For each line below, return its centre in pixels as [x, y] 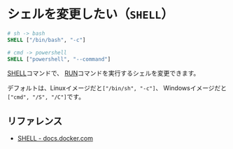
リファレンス [35, 121]
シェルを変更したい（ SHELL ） [90, 14]
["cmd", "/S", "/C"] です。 [46, 97]
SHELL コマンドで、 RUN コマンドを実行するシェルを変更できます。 [104, 73]
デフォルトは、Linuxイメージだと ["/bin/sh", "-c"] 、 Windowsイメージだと [117, 88]
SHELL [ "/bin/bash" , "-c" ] [47, 40]
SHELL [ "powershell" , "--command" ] [59, 59]
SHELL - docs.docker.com [55, 139]
